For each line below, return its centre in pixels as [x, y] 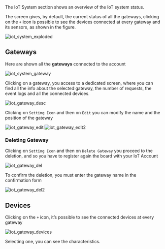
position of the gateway [29, 118]
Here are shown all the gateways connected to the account [66, 64]
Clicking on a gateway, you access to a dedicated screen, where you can [79, 83]
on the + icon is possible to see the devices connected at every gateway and [83, 22]
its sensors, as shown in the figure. [41, 27]
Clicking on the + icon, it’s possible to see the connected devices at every [80, 217]
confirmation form [23, 180]
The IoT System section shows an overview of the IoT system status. [75, 7]
